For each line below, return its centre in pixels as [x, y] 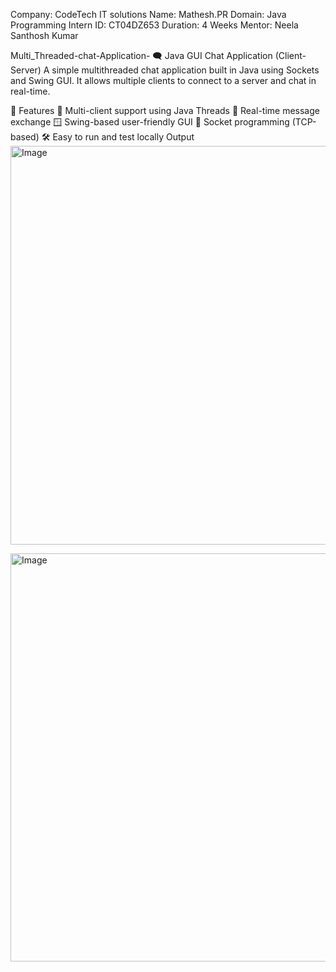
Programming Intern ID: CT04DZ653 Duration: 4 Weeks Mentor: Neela [154, 25]
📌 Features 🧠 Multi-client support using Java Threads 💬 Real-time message [165, 110]
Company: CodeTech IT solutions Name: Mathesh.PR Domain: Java [148, 14]
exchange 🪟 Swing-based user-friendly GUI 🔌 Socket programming [150, 122]
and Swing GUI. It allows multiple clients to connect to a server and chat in [163, 80]
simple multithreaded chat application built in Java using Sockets [185, 70]
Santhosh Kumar [44, 35]
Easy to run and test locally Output [123, 137]
